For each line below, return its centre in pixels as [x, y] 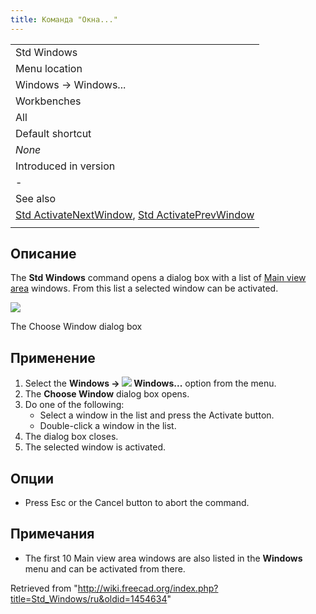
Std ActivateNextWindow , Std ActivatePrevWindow [135, 214]
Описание [43, 254]
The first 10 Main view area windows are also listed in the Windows [163, 558]
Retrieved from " [44, 588]
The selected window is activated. [95, 447]
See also [36, 198]
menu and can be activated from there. [105, 568]
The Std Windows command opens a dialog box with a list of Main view [158, 278]
